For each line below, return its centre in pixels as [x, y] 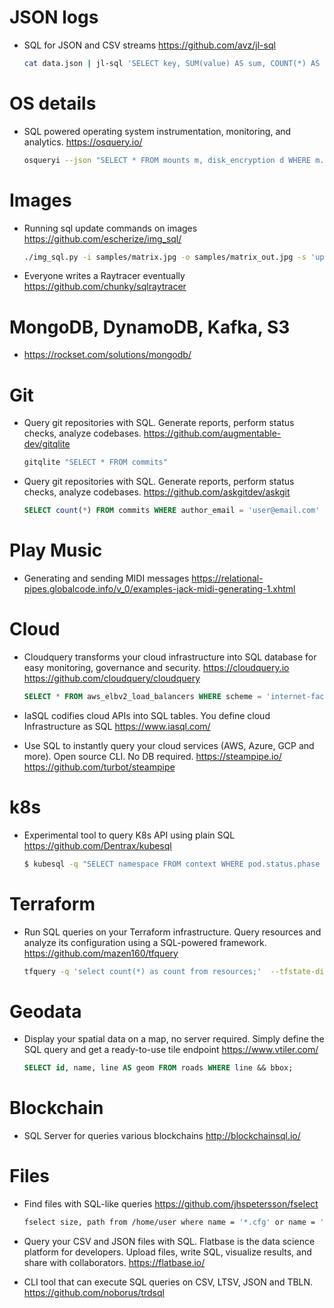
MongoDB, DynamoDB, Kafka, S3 [150, 327]
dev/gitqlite [47, 444]
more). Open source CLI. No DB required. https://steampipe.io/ [152, 756]
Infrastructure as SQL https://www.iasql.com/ [117, 726]
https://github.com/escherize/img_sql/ [102, 238]
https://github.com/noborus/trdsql [94, 1292]
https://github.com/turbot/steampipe [99, 767]
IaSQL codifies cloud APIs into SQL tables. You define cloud [147, 715]
